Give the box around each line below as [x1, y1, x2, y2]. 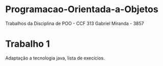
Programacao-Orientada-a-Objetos [5, 4, 159, 15]
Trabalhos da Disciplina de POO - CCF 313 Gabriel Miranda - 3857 [5, 20, 144, 26]
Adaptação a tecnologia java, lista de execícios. [5, 55, 105, 61]
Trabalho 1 [5, 38, 50, 50]
